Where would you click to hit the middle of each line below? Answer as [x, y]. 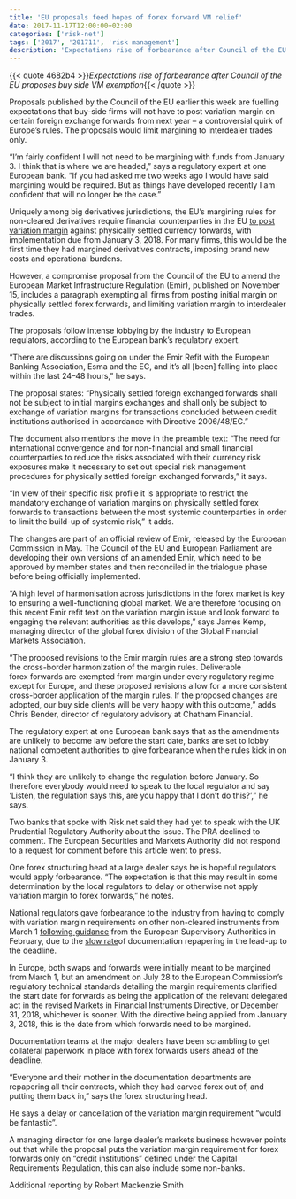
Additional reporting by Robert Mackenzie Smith [96, 1185]
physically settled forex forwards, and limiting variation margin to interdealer [148, 304]
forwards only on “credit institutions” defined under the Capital [123, 1159]
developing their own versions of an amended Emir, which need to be [135, 558]
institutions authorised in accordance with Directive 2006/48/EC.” [129, 422]
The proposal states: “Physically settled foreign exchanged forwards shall [143, 393]
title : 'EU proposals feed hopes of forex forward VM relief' [126, 17]
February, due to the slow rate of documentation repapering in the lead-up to [148, 941]
